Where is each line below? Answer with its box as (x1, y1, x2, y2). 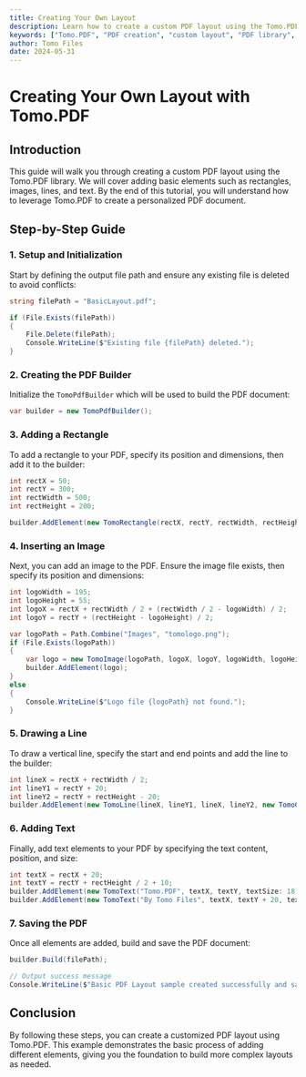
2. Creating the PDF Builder (9, 368, 132, 381)
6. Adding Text (9, 822, 76, 835)
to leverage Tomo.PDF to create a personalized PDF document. (9, 195, 246, 206)
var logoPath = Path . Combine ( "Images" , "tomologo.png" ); (9, 629, 230, 638)
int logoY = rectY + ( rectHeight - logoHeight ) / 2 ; (9, 613, 214, 622)
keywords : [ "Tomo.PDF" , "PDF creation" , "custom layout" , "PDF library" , (9, 30, 296, 39)
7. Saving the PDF (9, 917, 88, 930)
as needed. (9, 1058, 52, 1070)
